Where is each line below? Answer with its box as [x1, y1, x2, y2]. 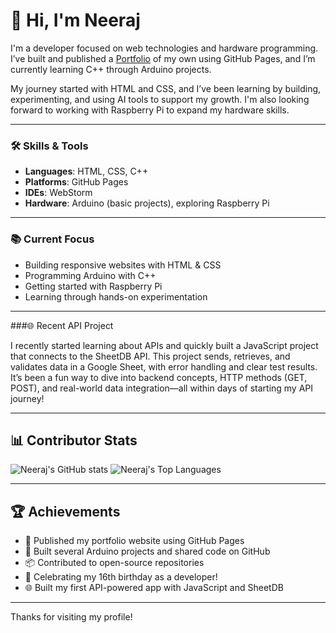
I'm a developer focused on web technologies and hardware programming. [10, 42, 319, 54]
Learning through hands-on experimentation [24, 290, 208, 303]
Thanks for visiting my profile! [10, 611, 133, 623]
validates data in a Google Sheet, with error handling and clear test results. [10, 360, 318, 373]
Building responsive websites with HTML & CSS [24, 259, 222, 271]
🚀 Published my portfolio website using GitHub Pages [24, 535, 245, 547]
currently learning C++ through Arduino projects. [10, 63, 212, 75]
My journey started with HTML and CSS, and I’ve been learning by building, [10, 82, 322, 94]
